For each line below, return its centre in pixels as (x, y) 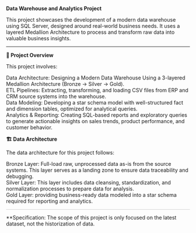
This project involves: (32, 66)
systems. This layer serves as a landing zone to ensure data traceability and (97, 170)
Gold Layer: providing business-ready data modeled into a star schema (91, 195)
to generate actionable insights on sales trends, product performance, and (95, 121)
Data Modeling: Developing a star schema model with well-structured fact (95, 102)
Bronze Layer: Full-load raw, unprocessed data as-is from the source (89, 164)
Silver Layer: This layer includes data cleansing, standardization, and (88, 182)
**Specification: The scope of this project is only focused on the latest (91, 218)
